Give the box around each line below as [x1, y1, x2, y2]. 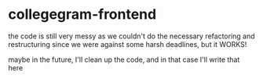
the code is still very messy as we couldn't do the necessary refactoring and [8, 31, 255, 41]
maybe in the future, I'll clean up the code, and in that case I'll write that [8, 55, 240, 64]
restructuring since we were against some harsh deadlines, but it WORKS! [8, 39, 247, 48]
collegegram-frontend [8, 5, 157, 23]
